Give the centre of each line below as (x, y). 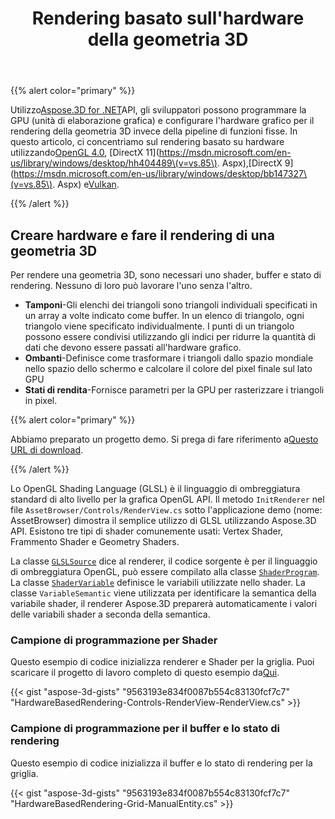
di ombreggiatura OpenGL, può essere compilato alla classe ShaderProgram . (165, 571)
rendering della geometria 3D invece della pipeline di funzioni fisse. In (154, 131)
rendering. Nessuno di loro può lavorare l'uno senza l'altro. (131, 285)
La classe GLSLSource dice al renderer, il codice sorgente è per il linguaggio (164, 561)
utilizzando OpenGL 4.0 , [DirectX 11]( (85, 153)
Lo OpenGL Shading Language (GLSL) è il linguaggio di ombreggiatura (155, 488)
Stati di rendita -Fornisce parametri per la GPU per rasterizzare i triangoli (174, 390)
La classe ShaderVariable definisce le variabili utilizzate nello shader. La (158, 582)
